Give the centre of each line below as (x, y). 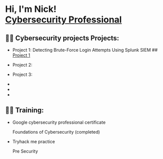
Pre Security (25, 151)
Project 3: (22, 75)
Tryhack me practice (34, 141)
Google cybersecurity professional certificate (59, 122)
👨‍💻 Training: (24, 110)
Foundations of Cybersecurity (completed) (56, 132)
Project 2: (22, 65)
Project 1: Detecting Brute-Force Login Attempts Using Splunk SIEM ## (85, 50)
